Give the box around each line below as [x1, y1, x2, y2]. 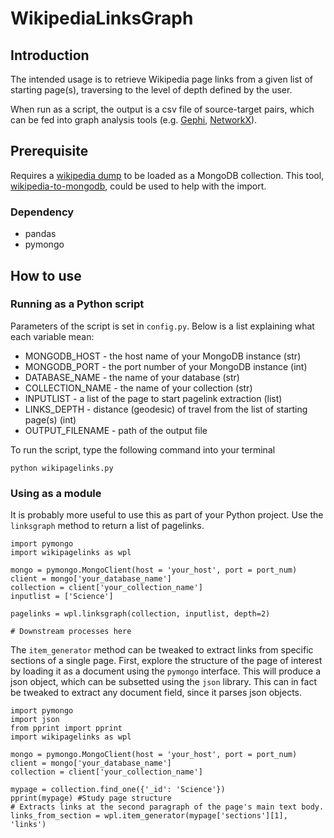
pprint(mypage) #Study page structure [10, 793, 172, 804]
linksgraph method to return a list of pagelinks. [10, 520, 205, 532]
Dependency [10, 205, 75, 219]
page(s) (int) [24, 413, 77, 426]
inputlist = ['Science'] [10, 592, 114, 602]
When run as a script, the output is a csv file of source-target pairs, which [10, 103, 315, 115]
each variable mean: [10, 330, 95, 342]
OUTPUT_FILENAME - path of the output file [24, 424, 208, 436]
